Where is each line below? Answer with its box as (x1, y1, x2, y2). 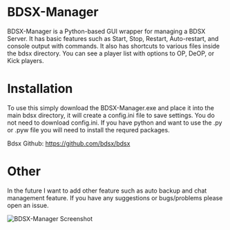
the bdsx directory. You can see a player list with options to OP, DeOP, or (7, 49, 215, 57)
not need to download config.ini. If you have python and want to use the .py (7, 118, 222, 127)
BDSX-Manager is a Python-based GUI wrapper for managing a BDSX (7, 27, 206, 35)
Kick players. (7, 56, 44, 64)
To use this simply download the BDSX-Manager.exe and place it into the (7, 103, 214, 112)
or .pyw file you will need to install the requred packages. (7, 125, 171, 134)
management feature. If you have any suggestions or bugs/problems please (7, 193, 223, 202)
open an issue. (7, 201, 50, 209)
